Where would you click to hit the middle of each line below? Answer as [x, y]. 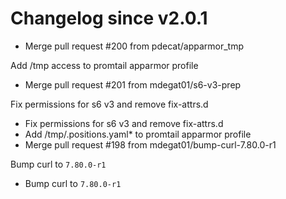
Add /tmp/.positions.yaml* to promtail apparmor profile [138, 134]
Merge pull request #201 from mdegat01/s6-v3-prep [133, 84]
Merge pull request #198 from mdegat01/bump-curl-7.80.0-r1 [150, 144]
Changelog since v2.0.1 [109, 18]
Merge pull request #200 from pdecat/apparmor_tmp [134, 46]
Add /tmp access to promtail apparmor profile [104, 65]
